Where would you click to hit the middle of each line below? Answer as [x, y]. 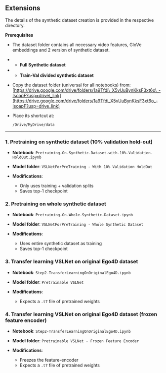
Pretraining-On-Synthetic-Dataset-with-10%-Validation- [94, 153]
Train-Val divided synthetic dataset [57, 75]
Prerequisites [19, 35]
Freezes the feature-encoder [49, 360]
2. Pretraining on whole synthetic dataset [56, 204]
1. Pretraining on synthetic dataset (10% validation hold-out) [79, 142]
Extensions [23, 8]
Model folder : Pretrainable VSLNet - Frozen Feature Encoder [76, 341]
